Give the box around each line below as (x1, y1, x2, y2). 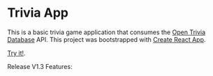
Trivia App (7, 5, 68, 21)
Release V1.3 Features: (7, 62, 73, 70)
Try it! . (7, 49, 26, 57)
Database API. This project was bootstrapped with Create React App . (7, 35, 206, 43)
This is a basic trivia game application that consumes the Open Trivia (7, 28, 206, 36)
